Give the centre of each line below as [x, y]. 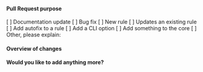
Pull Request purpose [34, 8]
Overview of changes [34, 48]
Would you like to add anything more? [55, 62]
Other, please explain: [34, 35]
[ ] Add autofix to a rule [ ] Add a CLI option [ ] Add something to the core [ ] [101, 28]
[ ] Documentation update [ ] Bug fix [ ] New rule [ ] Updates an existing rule [101, 22]
